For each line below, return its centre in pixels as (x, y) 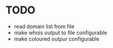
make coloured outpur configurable (57, 39)
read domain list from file (44, 26)
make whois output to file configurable (61, 32)
